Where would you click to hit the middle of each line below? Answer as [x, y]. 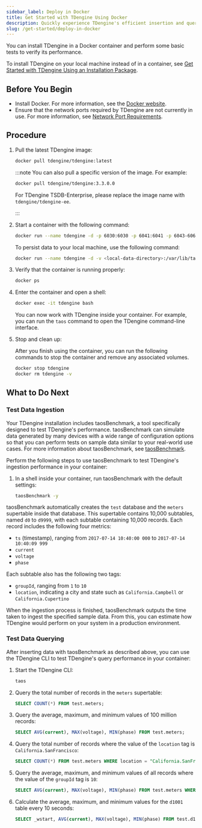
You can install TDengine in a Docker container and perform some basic [95, 46]
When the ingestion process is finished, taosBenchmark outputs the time [96, 610]
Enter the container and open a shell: [60, 292]
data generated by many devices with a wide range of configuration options [100, 436]
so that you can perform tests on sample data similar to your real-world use [100, 442]
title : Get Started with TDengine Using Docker [67, 17]
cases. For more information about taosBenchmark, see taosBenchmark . [96, 449]
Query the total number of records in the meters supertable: [88, 693]
